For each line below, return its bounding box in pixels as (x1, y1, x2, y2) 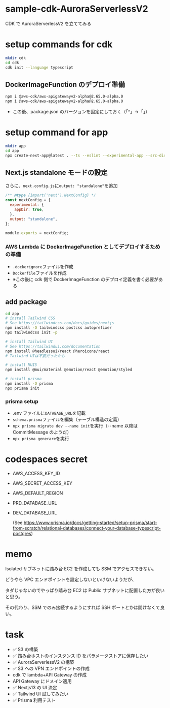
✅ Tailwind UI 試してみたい (12, 691, 69, 697)
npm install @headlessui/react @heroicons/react (5, 349, 110, 354)
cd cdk (5, 60, 19, 65)
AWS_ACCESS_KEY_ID (12, 471, 60, 477)
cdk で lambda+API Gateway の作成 (12, 671, 87, 678)
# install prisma (5, 377, 42, 382)
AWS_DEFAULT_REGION (12, 490, 63, 496)
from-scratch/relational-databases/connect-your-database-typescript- (12, 525, 161, 531)
